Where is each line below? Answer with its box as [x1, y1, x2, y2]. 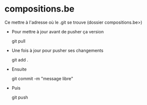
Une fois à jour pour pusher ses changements [11, 47, 104, 53]
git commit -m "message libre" [11, 75, 73, 81]
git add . [11, 57, 29, 62]
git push [11, 94, 28, 100]
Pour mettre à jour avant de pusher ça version [11, 29, 104, 34]
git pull [11, 38, 25, 44]
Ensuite [11, 66, 27, 72]
